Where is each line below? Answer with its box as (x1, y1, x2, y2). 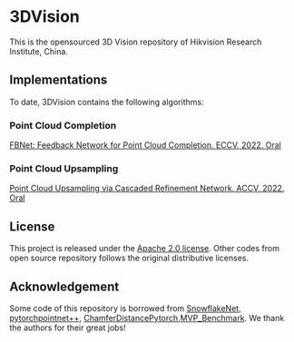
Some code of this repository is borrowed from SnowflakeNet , (9, 302, 242, 314)
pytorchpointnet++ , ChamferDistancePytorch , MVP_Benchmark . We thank (9, 312, 285, 323)
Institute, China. (9, 45, 68, 56)
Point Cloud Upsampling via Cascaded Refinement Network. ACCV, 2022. (9, 183, 285, 194)
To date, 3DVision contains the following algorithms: (9, 96, 204, 107)
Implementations (9, 73, 108, 88)
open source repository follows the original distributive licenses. (9, 252, 250, 264)
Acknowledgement (9, 278, 120, 294)
